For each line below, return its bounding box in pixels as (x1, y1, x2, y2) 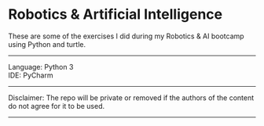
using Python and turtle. (8, 39, 86, 49)
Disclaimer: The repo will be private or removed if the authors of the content (8, 92, 255, 103)
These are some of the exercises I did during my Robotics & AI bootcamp (8, 31, 245, 41)
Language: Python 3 (8, 62, 74, 71)
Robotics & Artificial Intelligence (8, 5, 222, 23)
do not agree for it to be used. (8, 101, 104, 110)
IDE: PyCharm (8, 70, 53, 80)
